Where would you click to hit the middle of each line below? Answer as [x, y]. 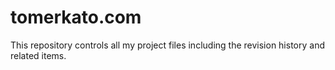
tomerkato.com [76, 17]
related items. [38, 55]
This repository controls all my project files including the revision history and [167, 45]
